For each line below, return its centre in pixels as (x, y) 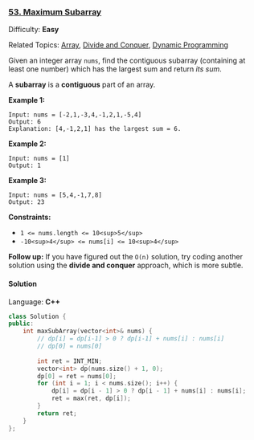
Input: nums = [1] (39, 159)
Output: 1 (25, 166)
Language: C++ (34, 301)
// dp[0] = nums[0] (70, 346)
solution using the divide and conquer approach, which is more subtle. (126, 265)
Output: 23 (27, 202)
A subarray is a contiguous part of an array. (82, 85)
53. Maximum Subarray (55, 12)
